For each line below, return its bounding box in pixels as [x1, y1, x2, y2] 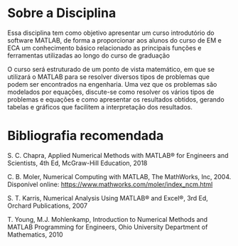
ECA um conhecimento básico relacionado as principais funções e [7, 43, 202, 52]
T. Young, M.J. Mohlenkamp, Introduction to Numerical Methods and [7, 215, 208, 223]
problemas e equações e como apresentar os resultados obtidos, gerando [7, 95, 225, 104]
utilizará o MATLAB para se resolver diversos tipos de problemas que [7, 73, 210, 81]
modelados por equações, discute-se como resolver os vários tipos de [7, 87, 215, 96]
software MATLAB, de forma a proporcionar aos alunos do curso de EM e [7, 36, 222, 44]
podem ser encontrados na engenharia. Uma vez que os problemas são [7, 80, 217, 88]
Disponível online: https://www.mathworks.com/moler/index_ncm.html [7, 180, 213, 188]
